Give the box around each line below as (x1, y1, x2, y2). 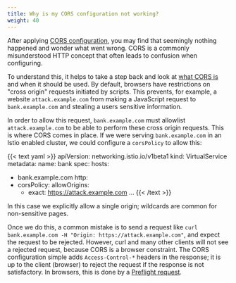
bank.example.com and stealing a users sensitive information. (7, 102, 182, 111)
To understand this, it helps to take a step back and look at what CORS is (7, 72, 218, 81)
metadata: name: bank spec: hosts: (7, 159, 109, 168)
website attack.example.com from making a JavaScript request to (7, 94, 196, 103)
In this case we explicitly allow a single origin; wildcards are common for (7, 201, 217, 210)
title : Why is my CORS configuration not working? (7, 10, 159, 18)
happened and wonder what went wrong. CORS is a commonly (7, 44, 190, 52)
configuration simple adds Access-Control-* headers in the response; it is (7, 253, 221, 261)
